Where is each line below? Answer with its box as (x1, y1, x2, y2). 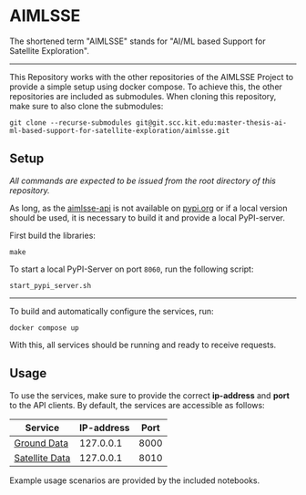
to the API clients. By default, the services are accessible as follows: (9, 399, 266, 410)
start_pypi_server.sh (9, 281, 92, 290)
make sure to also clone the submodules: (9, 100, 164, 111)
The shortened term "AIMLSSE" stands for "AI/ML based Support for (9, 36, 266, 46)
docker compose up (9, 323, 79, 333)
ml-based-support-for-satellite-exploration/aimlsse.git (9, 126, 230, 135)
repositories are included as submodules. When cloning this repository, (9, 90, 277, 101)
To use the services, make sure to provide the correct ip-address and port (9, 389, 290, 401)
